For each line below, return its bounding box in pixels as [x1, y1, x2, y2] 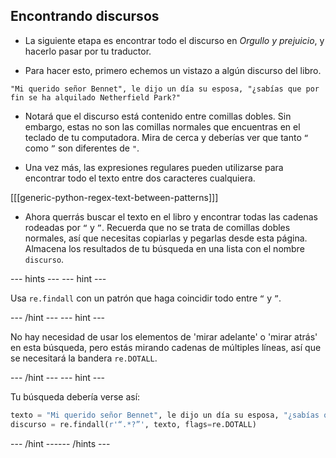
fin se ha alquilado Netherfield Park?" [10, 92, 182, 103]
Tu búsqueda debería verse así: [10, 390, 141, 403]
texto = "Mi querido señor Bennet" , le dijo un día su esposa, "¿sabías [10, 410, 320, 420]
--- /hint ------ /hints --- [10, 437, 111, 449]
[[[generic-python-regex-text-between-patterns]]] [10, 191, 219, 203]
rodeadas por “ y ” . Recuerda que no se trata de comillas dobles [24, 221, 291, 233]
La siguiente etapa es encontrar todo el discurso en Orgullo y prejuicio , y [24, 34, 325, 46]
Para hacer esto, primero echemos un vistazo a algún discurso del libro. [24, 64, 322, 76]
